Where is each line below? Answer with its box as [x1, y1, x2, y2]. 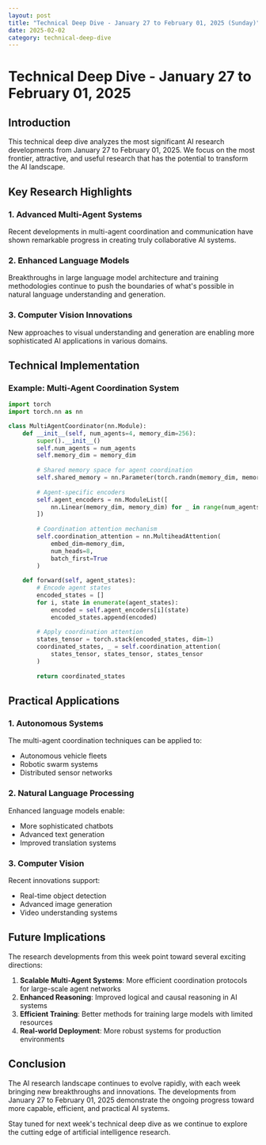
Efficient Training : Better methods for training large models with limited [19, 1009, 253, 1018]
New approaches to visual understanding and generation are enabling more [8, 328, 255, 337]
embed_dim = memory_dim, [50, 540, 126, 548]
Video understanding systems [19, 908, 118, 917]
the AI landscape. [8, 162, 66, 172]
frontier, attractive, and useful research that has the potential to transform [8, 154, 249, 163]
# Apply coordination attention [36, 628, 144, 636]
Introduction [8, 116, 71, 129]
